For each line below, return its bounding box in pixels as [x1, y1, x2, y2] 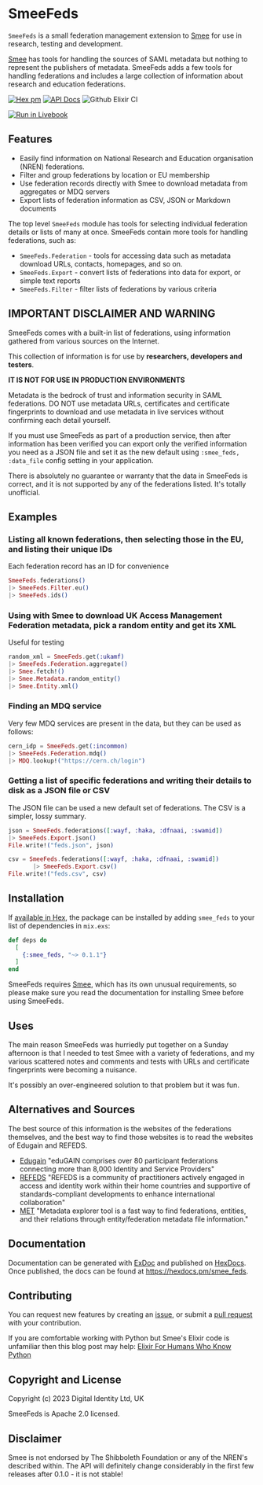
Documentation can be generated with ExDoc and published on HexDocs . [8, 1258, 247, 1267]
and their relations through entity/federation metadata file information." [19, 1214, 249, 1223]
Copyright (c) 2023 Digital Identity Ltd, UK [8, 1394, 144, 1403]
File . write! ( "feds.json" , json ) [8, 841, 114, 849]
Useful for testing [8, 638, 64, 647]
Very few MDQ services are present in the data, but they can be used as [8, 719, 242, 728]
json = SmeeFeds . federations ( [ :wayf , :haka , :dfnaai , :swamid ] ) [8, 826, 223, 834]
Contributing [8, 1289, 72, 1303]
